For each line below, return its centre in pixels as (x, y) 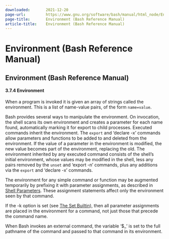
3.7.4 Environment (25, 90)
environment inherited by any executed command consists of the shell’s (80, 154)
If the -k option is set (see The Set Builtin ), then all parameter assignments (82, 206)
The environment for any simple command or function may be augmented (82, 180)
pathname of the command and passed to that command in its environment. (84, 231)
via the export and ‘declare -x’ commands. (49, 170)
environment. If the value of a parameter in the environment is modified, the (83, 144)
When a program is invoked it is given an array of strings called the (75, 102)
